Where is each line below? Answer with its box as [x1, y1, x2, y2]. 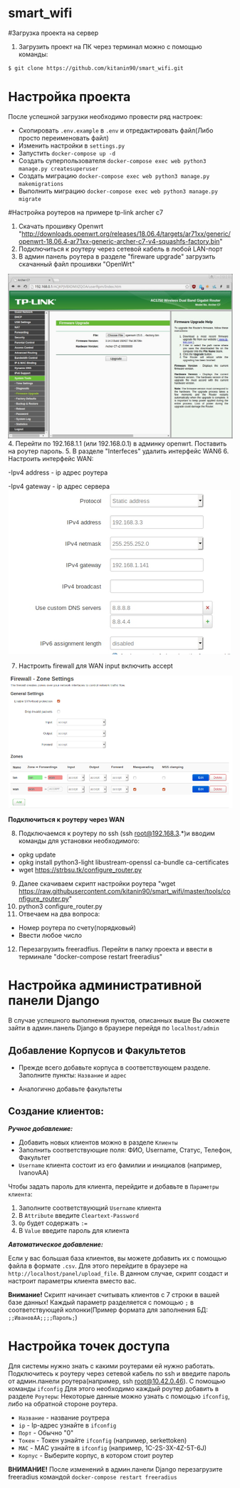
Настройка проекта [8, 89, 131, 105]
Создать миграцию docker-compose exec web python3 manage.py [18, 171, 210, 180]
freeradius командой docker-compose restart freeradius [8, 1472, 177, 1481]
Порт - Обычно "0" [18, 1428, 74, 1437]
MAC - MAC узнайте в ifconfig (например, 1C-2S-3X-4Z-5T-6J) [18, 1443, 207, 1452]
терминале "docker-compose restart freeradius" [18, 953, 163, 961]
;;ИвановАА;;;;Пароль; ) [8, 1313, 78, 1321]
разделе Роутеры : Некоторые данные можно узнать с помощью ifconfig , [8, 1392, 230, 1400]
